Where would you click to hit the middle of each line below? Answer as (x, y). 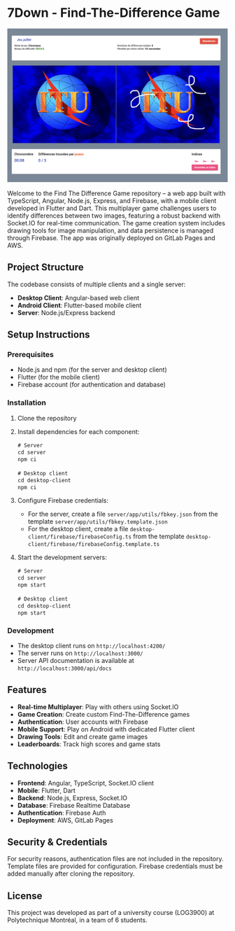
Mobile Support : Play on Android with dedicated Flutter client (106, 729)
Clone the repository (47, 418)
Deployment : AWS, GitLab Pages (65, 820)
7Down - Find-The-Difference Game (114, 13)
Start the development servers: (62, 557)
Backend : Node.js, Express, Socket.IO (72, 798)
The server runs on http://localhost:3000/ (80, 653)
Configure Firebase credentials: (63, 500)
